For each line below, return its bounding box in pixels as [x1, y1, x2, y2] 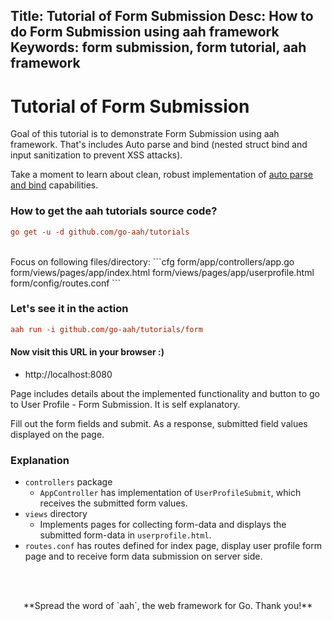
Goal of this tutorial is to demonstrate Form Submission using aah [10, 128, 280, 140]
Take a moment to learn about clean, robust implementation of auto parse [10, 169, 314, 181]
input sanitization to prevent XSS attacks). [10, 149, 183, 161]
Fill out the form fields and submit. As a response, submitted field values [10, 417, 308, 429]
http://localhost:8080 [24, 368, 113, 380]
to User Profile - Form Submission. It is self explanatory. [10, 398, 241, 410]
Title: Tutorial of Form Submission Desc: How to [10, 8, 314, 25]
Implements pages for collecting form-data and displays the [39, 519, 287, 531]
